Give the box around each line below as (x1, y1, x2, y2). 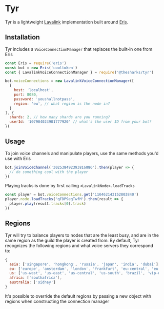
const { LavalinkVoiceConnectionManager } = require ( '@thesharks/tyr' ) (5, 70, 154, 75)
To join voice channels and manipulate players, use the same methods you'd (5, 150, 159, 156)
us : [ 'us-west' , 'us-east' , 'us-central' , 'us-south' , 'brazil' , (9, 271, 145, 276)
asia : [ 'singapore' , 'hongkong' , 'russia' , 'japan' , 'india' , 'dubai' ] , (9, 262, 161, 267)
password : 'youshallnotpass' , (14, 97, 76, 101)
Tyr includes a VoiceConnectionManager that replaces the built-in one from (5, 46, 153, 52)
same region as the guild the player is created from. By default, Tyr (5, 237, 140, 243)
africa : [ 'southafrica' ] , (9, 275, 62, 280)
